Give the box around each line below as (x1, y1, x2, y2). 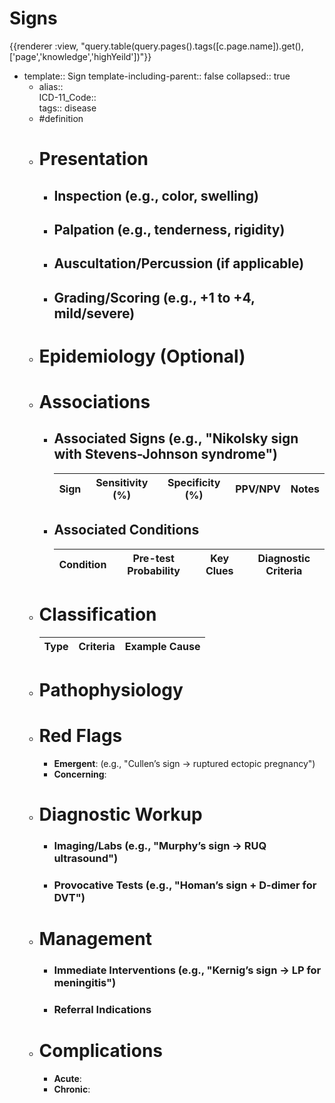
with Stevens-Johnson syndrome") (53, 446, 278, 463)
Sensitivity (95, 475, 149, 489)
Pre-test (132, 551, 175, 565)
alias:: (38, 80, 64, 92)
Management (38, 927, 152, 950)
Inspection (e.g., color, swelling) (53, 187, 260, 204)
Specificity (167, 475, 221, 489)
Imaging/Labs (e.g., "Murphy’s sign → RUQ (53, 838, 267, 852)
